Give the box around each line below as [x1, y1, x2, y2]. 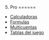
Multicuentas [9, 24, 37, 30]
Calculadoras [9, 14, 37, 19]
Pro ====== [9, 4, 36, 10]
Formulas [9, 19, 29, 25]
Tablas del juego [9, 30, 44, 35]
